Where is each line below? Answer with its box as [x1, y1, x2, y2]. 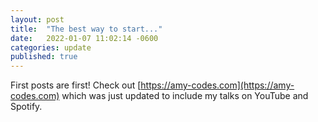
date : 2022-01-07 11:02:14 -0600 [10, 33, 159, 43]
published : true [10, 52, 78, 62]
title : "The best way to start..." [10, 24, 163, 34]
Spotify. [10, 101, 43, 113]
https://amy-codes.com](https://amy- [140, 79, 295, 91]
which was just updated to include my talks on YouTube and [61, 90, 309, 102]
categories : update [10, 42, 92, 53]
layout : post [10, 14, 65, 25]
